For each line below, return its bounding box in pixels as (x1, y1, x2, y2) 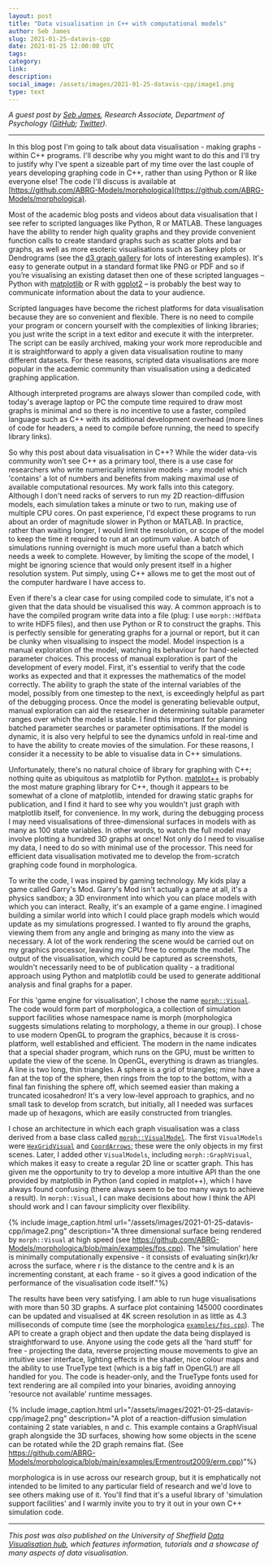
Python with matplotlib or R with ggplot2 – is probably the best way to (8, 279, 241, 289)
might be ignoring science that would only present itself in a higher (8, 560, 232, 570)
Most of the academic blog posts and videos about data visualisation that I (8, 209, 258, 220)
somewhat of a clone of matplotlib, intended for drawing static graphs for (8, 791, 253, 801)
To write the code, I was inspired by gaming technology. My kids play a (8, 876, 246, 886)
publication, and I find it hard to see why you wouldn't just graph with (8, 799, 240, 809)
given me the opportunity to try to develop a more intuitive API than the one (8, 1167, 261, 1177)
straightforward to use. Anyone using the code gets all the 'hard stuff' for (8, 1337, 253, 1347)
